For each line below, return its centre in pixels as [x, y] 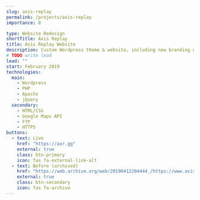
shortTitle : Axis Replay [37, 39]
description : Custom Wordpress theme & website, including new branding [98, 50]
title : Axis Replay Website [41, 45]
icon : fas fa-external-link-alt [57, 160]
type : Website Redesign [36, 33]
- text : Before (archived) [45, 166]
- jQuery [28, 100]
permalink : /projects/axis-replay [49, 17]
